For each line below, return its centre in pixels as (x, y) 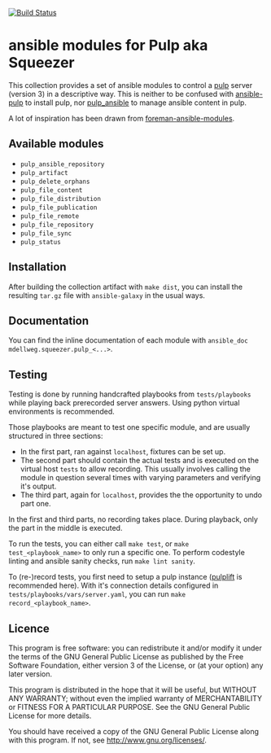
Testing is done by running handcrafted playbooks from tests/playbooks (130, 394)
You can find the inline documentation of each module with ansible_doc (128, 340)
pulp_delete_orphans (55, 182)
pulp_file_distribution (61, 199)
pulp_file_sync (46, 233)
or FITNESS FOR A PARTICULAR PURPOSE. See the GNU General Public (129, 707)
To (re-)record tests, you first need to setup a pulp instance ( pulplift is (125, 577)
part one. (35, 504)
